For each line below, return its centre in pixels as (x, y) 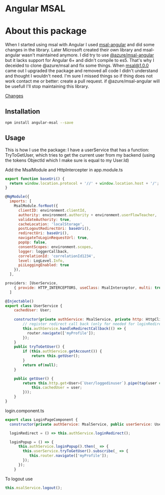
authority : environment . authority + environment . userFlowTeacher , (87, 215)
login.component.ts (25, 411)
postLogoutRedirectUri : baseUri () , (55, 229)
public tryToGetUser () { (39, 347)
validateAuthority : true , (44, 220)
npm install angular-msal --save (39, 123)
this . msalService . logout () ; (34, 488)
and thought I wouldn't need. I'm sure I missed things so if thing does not (79, 76)
